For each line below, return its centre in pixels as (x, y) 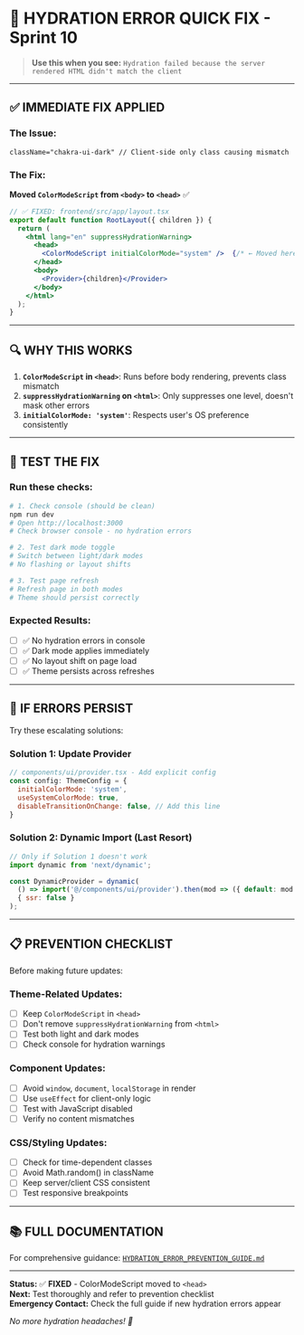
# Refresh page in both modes (66, 589)
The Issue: (33, 133)
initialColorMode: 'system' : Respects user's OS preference (136, 415)
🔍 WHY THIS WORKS (71, 350)
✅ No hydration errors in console (84, 640)
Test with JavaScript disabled (77, 1108)
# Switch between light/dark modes (76, 556)
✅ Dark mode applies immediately (86, 650)
